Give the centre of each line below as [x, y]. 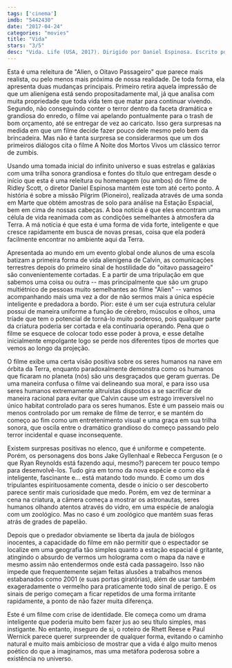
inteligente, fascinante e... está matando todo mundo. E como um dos [106, 477]
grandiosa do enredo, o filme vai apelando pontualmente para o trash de [110, 115]
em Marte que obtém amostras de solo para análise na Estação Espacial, [110, 202]
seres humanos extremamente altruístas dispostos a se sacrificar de [104, 390]
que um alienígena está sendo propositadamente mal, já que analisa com [111, 93]
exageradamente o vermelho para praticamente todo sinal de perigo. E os [112, 586]
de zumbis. [23, 152]
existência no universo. [40, 658]
